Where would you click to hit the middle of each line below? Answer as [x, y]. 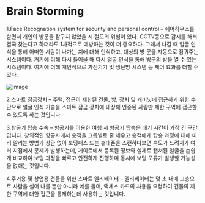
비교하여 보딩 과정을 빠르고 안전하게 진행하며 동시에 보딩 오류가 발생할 [96, 158]
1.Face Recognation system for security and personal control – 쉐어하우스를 [100, 29]
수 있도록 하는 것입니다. [34, 115]
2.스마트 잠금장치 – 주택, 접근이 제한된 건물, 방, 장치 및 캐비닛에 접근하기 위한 [98, 99]
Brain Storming [45, 11]
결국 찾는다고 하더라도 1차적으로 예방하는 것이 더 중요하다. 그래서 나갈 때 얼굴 [98, 44]
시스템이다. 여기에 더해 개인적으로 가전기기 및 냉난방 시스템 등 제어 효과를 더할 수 [102, 67]
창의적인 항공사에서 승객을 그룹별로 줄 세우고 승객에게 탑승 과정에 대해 [107, 135]
